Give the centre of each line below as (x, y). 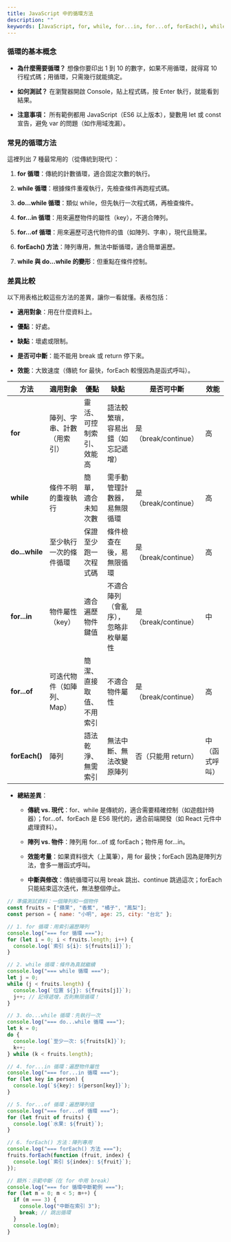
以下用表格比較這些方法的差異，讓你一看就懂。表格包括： (88, 298)
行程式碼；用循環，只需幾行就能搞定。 (71, 76)
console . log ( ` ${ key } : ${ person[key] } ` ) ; (72, 1086)
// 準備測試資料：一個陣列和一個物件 (53, 902)
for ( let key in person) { (46, 1079)
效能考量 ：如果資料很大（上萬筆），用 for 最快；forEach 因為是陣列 (122, 857)
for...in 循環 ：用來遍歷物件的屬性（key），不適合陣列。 (94, 217)
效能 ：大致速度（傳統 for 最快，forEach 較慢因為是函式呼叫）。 (106, 371)
